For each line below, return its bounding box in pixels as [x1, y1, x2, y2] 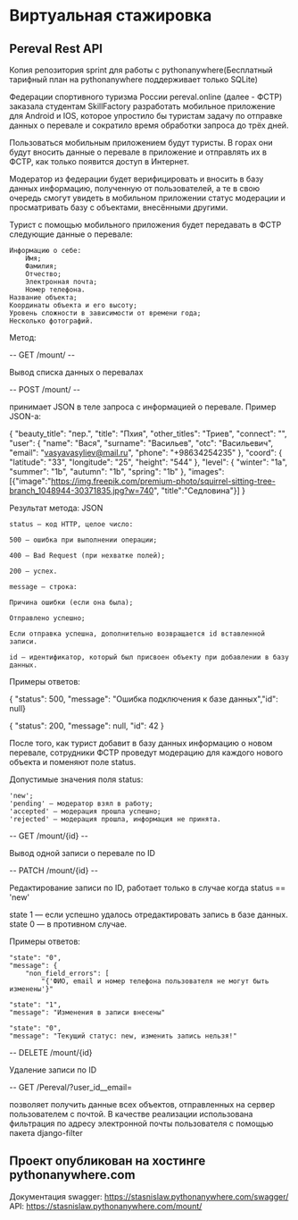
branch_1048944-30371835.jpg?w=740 [9, 485, 154, 496]
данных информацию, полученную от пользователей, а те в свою [9, 183, 261, 193]
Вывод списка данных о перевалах [9, 367, 144, 377]
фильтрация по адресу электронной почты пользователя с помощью [9, 1118, 274, 1129]
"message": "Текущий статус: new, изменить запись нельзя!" [9, 1031, 238, 1040]
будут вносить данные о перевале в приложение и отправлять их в [9, 147, 268, 157]
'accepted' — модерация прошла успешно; [9, 807, 162, 816]
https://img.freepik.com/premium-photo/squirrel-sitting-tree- [50, 475, 277, 486]
